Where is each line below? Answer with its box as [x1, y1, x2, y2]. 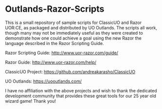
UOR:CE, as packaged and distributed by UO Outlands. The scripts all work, [5, 24, 158, 30]
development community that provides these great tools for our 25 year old [5, 93, 156, 99]
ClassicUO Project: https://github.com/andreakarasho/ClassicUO [5, 68, 136, 74]
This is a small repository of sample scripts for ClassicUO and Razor [5, 20, 142, 25]
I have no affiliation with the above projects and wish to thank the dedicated [5, 87, 157, 93]
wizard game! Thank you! [5, 98, 56, 104]
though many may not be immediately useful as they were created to [5, 30, 143, 36]
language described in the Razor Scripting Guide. [5, 40, 104, 46]
